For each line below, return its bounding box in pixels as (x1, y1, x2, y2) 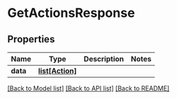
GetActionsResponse (7, 5, 135, 21)
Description (84, 54, 125, 64)
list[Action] (38, 66, 77, 76)
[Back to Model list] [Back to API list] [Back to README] (7, 84, 170, 93)
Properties (7, 33, 55, 45)
